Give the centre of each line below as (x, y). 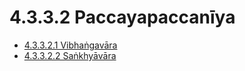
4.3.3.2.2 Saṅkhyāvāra (70, 55)
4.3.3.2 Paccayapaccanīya (122, 17)
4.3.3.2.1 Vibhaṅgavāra (70, 45)
